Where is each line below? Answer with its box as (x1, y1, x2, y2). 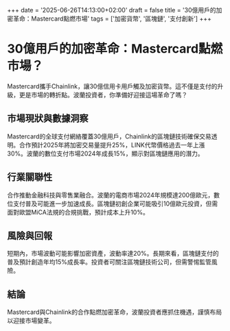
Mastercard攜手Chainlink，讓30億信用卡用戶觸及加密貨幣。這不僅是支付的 (7, 82, 218, 90)
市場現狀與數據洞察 (7, 112, 89, 125)
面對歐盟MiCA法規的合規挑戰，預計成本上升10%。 (7, 208, 149, 216)
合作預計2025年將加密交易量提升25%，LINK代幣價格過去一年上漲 (19, 140, 205, 149)
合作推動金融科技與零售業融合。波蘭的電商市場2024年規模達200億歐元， (7, 191, 214, 199)
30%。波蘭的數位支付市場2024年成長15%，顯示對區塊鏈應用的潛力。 (7, 149, 204, 158)
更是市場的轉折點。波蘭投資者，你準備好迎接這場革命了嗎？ (19, 90, 187, 99)
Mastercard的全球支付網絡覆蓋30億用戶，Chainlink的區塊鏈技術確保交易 (7, 132, 211, 140)
